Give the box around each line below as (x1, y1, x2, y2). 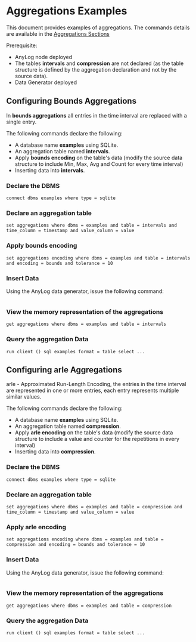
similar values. (6, 393, 42, 400)
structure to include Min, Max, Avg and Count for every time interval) (14, 160, 183, 168)
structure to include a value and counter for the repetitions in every (14, 436, 180, 443)
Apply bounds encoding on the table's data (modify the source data (14, 154, 183, 161)
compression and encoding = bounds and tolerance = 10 (6, 542, 145, 548)
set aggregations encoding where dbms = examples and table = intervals (6, 255, 191, 261)
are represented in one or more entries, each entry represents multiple (6, 387, 179, 394)
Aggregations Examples (6, 4, 127, 18)
